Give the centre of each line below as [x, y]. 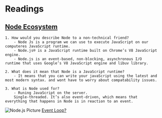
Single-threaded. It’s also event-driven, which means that [76, 97]
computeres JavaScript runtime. [38, 46]
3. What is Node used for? [32, 88]
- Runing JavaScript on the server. [51, 93]
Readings [24, 9]
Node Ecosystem [31, 27]
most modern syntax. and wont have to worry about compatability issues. [81, 80]
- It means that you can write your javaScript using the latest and [86, 76]
